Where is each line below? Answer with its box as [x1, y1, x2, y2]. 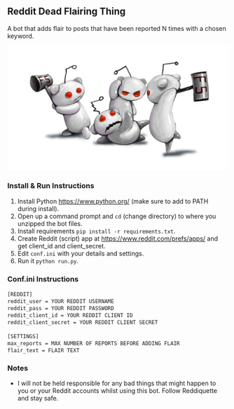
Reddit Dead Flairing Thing [7, 6, 126, 18]
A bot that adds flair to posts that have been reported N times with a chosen [7, 24, 226, 32]
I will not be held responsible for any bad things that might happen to [17, 379, 216, 388]
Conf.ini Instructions [7, 274, 79, 283]
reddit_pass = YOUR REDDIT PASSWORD [7, 304, 114, 311]
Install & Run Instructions [7, 181, 95, 191]
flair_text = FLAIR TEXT [7, 347, 80, 354]
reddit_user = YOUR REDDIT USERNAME [7, 297, 114, 304]
